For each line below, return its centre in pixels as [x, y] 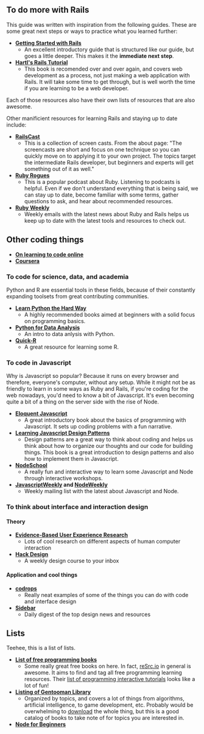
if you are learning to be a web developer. [76, 88]
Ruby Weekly [32, 208]
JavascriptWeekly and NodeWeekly [61, 485]
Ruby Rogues [32, 175]
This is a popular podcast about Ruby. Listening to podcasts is [102, 181]
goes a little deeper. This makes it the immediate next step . [99, 56]
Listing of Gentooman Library [53, 692]
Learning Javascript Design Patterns [62, 433]
